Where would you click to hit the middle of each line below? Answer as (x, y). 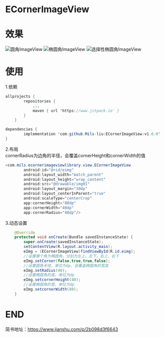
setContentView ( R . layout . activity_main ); (68, 247)
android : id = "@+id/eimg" (49, 170)
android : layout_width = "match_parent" (63, 175)
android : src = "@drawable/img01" (57, 184)
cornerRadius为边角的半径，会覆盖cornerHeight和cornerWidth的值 (75, 155)
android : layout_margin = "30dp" (56, 189)
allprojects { (20, 97)
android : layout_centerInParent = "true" (65, 194)
